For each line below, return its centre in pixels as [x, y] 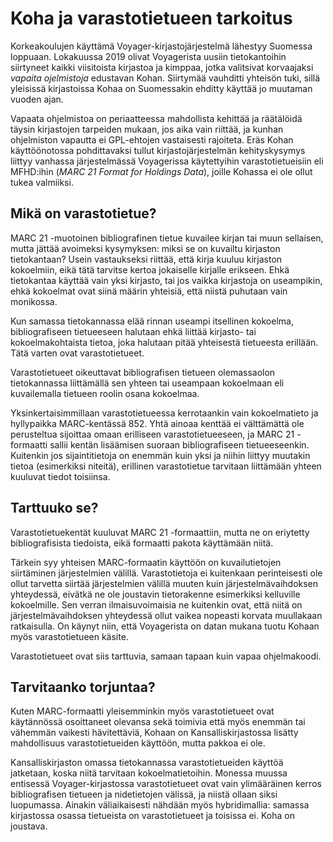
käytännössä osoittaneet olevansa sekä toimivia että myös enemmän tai [158, 722]
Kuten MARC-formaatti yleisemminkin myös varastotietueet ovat [142, 711]
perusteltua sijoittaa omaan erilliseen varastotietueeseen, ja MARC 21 [152, 434]
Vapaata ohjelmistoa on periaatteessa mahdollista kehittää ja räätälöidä [156, 118]
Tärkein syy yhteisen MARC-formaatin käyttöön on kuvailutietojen [146, 562]
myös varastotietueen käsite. [69, 636]
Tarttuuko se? [54, 508]
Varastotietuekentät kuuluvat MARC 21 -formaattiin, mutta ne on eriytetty [160, 532]
